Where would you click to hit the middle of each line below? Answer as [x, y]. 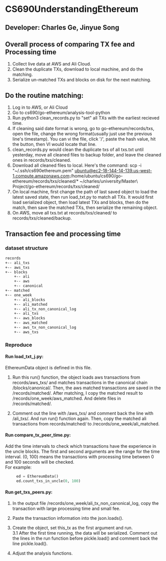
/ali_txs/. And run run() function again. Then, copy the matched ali [79, 419]
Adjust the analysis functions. [42, 553]
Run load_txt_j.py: [24, 356]
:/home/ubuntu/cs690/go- [96, 176]
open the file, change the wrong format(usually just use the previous [82, 134]
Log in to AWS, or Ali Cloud [40, 107]
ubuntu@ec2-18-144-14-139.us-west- [113, 171]
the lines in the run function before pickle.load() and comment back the [85, 538]
